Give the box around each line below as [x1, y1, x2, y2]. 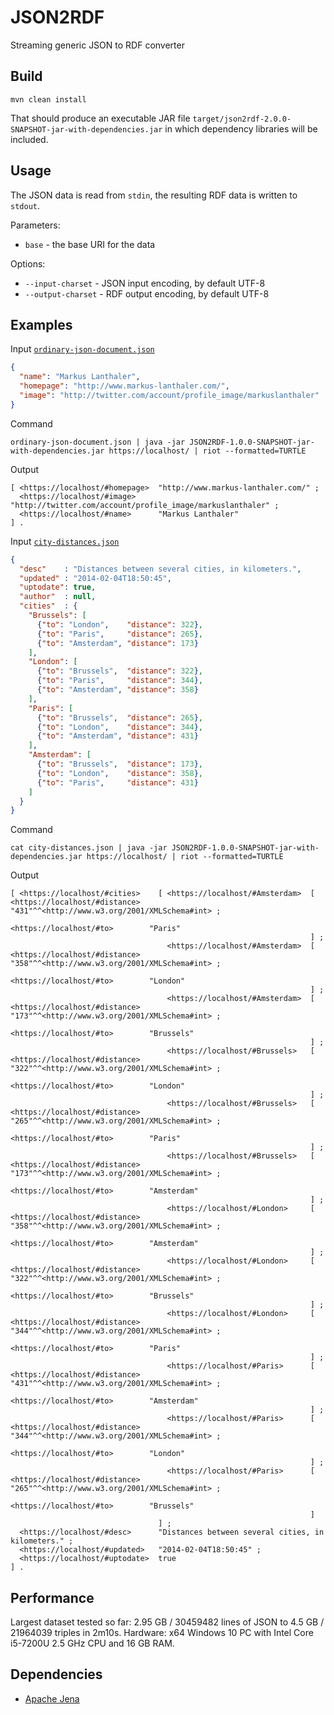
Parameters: [10, 219, 61, 231]
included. [10, 133, 49, 145]
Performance [10, 1589, 95, 1606]
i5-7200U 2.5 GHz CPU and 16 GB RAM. [10, 1637, 175, 1650]
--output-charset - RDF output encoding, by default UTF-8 [24, 287, 270, 300]
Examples [10, 316, 73, 333]
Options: [10, 257, 46, 270]
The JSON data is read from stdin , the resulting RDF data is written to [10, 189, 298, 201]
